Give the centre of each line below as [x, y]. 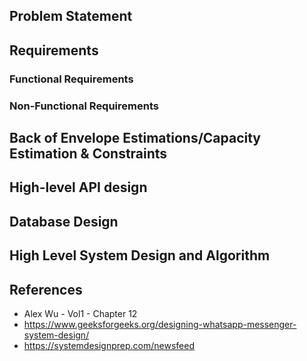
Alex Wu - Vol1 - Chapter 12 [80, 313]
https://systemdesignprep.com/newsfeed [109, 345]
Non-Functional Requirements [84, 106]
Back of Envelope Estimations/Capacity [135, 138]
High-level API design [78, 187]
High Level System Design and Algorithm [140, 255]
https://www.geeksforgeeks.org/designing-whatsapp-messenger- [160, 324]
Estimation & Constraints [88, 154]
